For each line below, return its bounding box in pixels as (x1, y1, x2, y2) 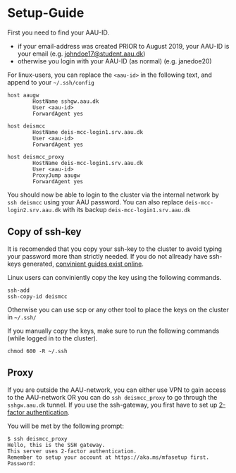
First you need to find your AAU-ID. (7, 28, 110, 37)
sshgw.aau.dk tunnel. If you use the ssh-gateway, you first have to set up (7, 400, 218, 409)
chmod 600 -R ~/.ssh (7, 348, 68, 355)
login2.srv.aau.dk (7, 207, 61, 214)
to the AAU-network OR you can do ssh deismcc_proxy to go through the (7, 393, 218, 401)
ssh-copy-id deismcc (7, 293, 68, 300)
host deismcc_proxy (7, 153, 65, 160)
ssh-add (7, 287, 30, 294)
